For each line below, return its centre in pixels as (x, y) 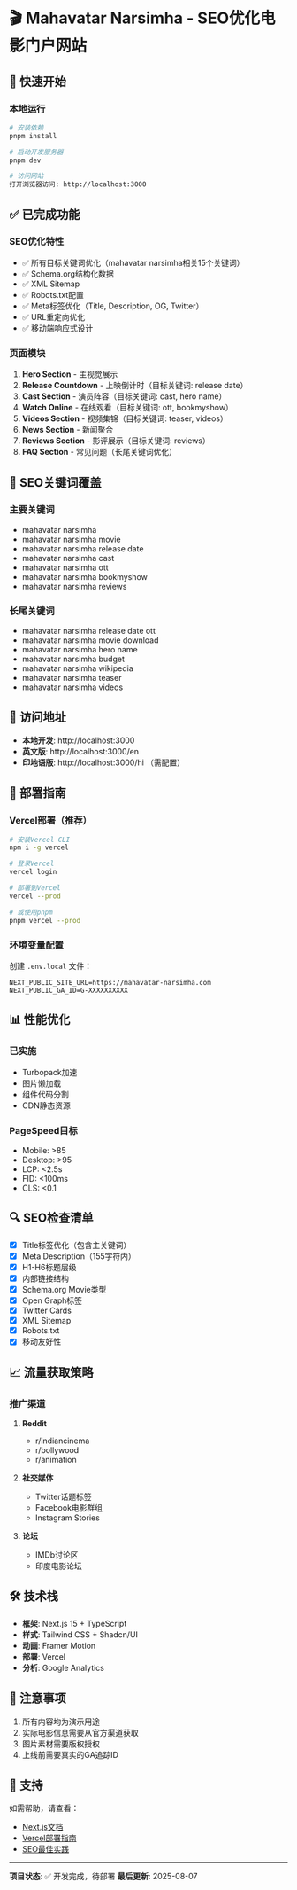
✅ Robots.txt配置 (53, 294)
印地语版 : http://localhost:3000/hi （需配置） (103, 762)
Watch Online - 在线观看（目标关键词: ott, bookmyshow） (128, 408)
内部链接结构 (45, 1278)
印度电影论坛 (58, 1566)
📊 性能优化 (40, 1020)
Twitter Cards (47, 1311)
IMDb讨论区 (57, 1555)
